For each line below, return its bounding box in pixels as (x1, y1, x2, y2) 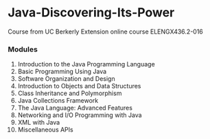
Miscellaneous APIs (17, 125, 74, 134)
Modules (8, 45, 38, 54)
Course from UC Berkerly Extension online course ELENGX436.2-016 (8, 27, 203, 36)
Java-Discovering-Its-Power (8, 5, 175, 21)
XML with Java (17, 118, 60, 127)
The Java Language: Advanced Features (17, 104, 133, 112)
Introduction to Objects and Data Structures (17, 82, 141, 90)
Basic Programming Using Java (17, 67, 107, 76)
